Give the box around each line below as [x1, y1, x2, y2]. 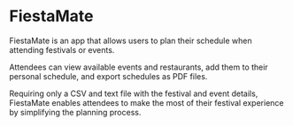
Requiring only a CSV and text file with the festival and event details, [9, 88, 258, 99]
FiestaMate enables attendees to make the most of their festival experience [9, 97, 284, 107]
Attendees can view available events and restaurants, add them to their [9, 62, 268, 72]
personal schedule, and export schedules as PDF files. [9, 70, 208, 81]
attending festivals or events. [9, 44, 115, 55]
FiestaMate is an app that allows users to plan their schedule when [9, 35, 252, 46]
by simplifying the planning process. [9, 107, 142, 117]
